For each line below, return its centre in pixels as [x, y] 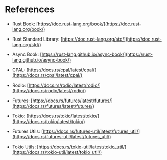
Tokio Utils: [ [25, 147]
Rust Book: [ [25, 24]
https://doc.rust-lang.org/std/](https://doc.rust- [112, 39]
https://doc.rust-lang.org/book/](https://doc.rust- [89, 24]
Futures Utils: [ [28, 131]
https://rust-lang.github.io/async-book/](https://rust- [97, 54]
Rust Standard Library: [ [37, 39]
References [30, 9]
